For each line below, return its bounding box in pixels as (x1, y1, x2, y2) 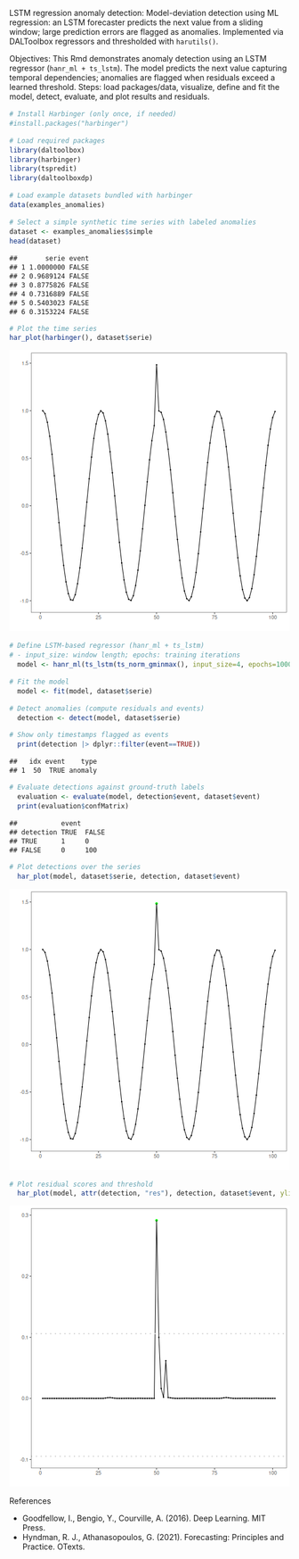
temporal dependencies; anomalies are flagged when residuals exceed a (9, 72, 276, 83)
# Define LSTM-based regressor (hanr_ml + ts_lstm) (9, 642, 205, 651)
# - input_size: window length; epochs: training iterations (9, 651, 241, 659)
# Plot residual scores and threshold (9, 1180, 153, 1189)
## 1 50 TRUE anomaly (9, 767, 98, 775)
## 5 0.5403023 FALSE (9, 298, 90, 307)
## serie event (9, 253, 90, 262)
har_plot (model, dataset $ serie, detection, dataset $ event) (17, 872, 241, 881)
